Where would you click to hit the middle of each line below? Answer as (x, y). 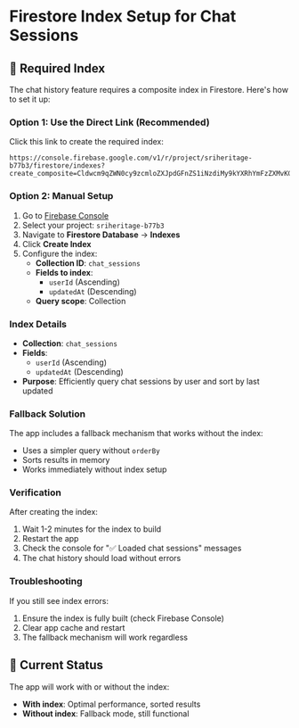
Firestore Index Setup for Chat (123, 17)
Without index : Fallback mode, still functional (105, 713)
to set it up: (30, 99)
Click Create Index (57, 244)
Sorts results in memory (66, 460)
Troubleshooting (46, 582)
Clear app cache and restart (73, 627)
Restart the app (50, 539)
